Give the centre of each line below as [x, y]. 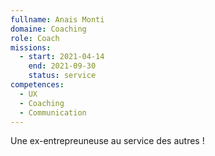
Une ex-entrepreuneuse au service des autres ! [107, 141]
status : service [62, 76]
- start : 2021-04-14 [62, 57]
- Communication [53, 112]
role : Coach [35, 38]
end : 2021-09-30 [62, 66]
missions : [31, 47]
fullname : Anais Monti [57, 19]
